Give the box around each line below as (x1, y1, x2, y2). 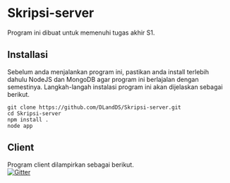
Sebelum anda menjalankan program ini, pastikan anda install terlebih (7, 67, 210, 76)
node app (7, 122, 33, 129)
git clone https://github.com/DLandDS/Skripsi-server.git (7, 104, 181, 111)
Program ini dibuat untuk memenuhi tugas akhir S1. (7, 28, 155, 37)
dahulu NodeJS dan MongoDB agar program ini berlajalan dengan (7, 75, 199, 83)
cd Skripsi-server (7, 110, 61, 117)
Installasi (7, 49, 48, 61)
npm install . (7, 116, 49, 123)
